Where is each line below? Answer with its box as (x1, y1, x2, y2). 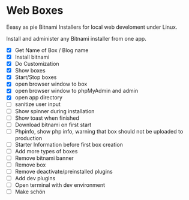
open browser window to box (14, 80, 88, 87)
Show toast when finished (14, 114, 80, 122)
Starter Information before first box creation (14, 141, 123, 148)
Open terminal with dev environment (14, 181, 106, 189)
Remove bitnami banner (14, 154, 74, 162)
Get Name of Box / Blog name (14, 46, 89, 54)
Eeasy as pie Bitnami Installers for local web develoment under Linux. (6, 23, 178, 31)
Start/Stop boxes (14, 74, 57, 81)
